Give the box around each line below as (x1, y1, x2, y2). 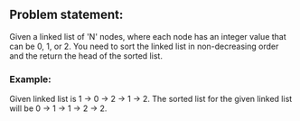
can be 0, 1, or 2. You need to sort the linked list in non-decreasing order (9, 41, 279, 51)
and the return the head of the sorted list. (9, 50, 163, 61)
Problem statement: (9, 7, 124, 23)
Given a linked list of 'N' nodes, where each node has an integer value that (9, 31, 286, 42)
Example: (9, 72, 52, 85)
